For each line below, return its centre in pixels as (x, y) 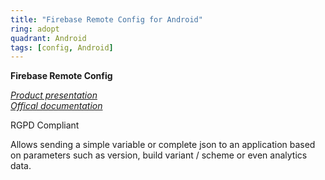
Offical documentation (56, 106)
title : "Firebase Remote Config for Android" (106, 19)
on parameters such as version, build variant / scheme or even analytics (159, 155)
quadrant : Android (48, 38)
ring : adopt (35, 29)
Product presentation (54, 95)
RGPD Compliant (45, 125)
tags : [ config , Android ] (62, 47)
